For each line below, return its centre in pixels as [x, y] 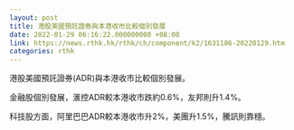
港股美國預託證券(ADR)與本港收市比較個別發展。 [100, 79]
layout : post [34, 18]
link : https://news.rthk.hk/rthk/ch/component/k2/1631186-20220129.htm [147, 43]
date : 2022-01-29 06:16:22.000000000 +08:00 [95, 34]
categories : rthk [42, 51]
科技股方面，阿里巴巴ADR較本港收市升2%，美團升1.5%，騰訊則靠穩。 [140, 116]
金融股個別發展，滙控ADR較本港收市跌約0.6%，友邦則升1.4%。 [128, 97]
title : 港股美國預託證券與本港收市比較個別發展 [88, 26]
